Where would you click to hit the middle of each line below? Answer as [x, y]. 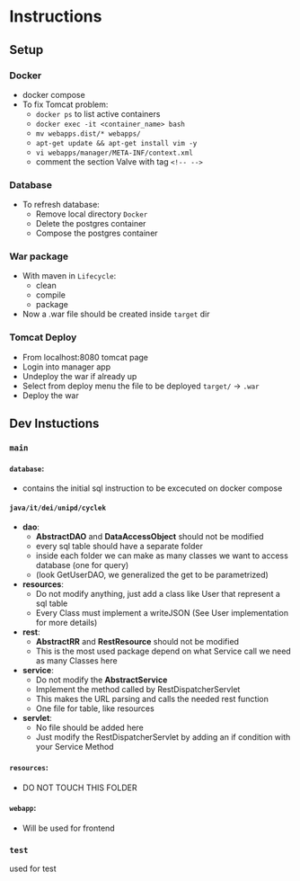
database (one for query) [82, 565]
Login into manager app [66, 367]
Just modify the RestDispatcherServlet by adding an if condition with [163, 737]
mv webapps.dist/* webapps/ [88, 133]
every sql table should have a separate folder [119, 547]
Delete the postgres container [91, 224]
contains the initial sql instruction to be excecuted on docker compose [152, 488]
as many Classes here [77, 661]
